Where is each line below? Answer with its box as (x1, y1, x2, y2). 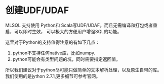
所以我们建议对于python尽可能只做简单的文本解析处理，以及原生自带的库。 (5, 66, 162, 73)
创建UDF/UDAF (5, 5, 69, 16)
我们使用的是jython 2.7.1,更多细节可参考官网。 (5, 73, 101, 79)
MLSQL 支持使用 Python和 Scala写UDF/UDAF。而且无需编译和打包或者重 (5, 22, 158, 28)
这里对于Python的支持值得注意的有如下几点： (5, 39, 100, 45)
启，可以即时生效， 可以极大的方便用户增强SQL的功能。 (5, 28, 122, 34)
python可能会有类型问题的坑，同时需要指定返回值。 (12, 56, 120, 62)
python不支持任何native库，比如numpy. (12, 50, 95, 56)
